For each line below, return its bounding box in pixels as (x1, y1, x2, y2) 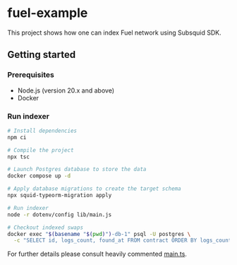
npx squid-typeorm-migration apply (7, 192, 112, 199)
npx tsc (7, 153, 30, 160)
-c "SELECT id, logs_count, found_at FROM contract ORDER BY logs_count (13, 237, 232, 245)
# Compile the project (7, 146, 74, 153)
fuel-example (7, 5, 88, 21)
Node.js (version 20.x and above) (17, 86, 115, 95)
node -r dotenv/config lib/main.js (7, 211, 112, 218)
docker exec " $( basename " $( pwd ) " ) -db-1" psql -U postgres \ (7, 230, 191, 237)
